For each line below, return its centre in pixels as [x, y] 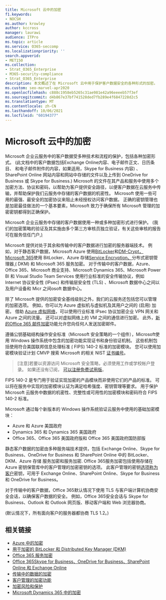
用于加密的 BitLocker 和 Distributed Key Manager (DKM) [69, 549]
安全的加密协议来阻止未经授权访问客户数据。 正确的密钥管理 [92, 199]
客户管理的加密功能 [32, 580]
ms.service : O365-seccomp [32, 46]
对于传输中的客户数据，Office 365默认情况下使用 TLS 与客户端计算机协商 [80, 490]
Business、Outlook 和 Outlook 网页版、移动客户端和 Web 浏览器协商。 [77, 502]
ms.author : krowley [25, 23]
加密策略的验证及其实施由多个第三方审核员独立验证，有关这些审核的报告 [87, 229]
